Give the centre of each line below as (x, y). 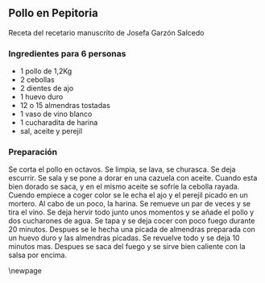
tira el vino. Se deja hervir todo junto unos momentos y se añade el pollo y (131, 212)
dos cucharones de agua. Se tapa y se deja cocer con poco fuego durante (132, 221)
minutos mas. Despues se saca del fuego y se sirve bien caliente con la (127, 247)
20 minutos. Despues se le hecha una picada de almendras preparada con (132, 230)
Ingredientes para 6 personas (67, 53)
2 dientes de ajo (47, 89)
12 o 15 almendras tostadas (65, 106)
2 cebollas (37, 80)
